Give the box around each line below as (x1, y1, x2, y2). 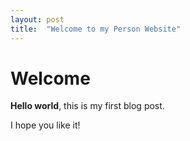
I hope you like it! (10, 119, 81, 131)
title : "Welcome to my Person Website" (10, 24, 182, 34)
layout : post (10, 14, 65, 25)
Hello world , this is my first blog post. (10, 100, 165, 112)
